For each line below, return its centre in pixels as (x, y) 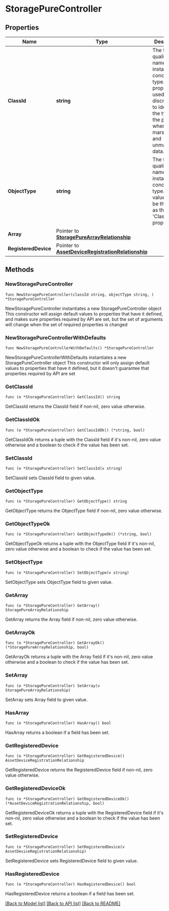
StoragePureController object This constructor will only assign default (77, 362)
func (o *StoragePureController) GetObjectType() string (66, 502)
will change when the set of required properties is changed (66, 325)
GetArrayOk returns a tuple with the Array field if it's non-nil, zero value (79, 657)
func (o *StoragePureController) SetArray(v (53, 686)
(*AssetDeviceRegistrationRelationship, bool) (55, 803)
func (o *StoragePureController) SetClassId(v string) (64, 468)
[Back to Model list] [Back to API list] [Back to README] (63, 903)
